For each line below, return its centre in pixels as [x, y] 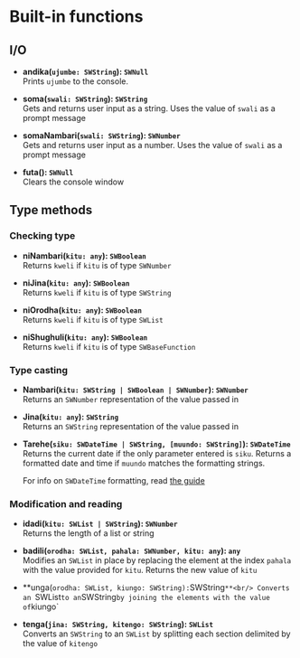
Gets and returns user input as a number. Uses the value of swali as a [152, 145]
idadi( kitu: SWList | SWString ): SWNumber [100, 524]
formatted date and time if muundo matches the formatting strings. [144, 463]
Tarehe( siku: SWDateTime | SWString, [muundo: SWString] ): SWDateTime [156, 444]
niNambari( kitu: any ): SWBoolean [84, 256]
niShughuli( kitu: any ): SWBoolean [85, 337]
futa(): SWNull [48, 172]
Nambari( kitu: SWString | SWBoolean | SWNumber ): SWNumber [135, 390]
